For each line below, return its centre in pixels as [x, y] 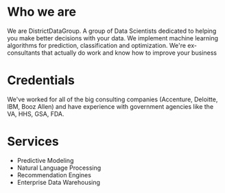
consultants [24, 53]
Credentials [41, 80]
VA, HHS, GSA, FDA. [36, 114]
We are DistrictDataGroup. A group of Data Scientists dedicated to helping [112, 31]
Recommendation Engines [54, 175]
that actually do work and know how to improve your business [129, 53]
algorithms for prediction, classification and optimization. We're [97, 45]
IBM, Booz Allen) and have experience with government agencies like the [110, 106]
